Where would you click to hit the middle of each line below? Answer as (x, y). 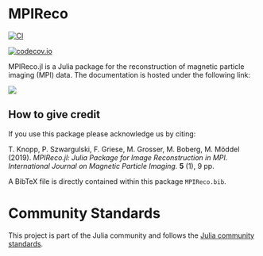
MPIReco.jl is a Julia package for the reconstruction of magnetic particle (126, 66)
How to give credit (54, 115)
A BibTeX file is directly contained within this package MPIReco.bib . (117, 181)
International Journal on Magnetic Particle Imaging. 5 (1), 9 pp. (111, 166)
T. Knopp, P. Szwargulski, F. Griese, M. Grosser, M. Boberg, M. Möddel (124, 149)
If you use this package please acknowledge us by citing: (102, 134)
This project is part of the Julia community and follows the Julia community (131, 235)
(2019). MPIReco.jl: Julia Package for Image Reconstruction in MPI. (118, 157)
